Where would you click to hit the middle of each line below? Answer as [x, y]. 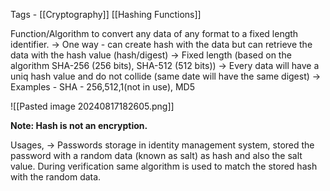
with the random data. [56, 177]
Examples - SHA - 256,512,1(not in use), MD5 [103, 87]
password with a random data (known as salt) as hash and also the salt [156, 155]
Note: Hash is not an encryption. [79, 125]
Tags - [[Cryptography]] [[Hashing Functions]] [106, 14]
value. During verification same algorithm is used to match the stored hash [164, 166]
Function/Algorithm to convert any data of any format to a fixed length [154, 33]
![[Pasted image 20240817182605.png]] [92, 106]
